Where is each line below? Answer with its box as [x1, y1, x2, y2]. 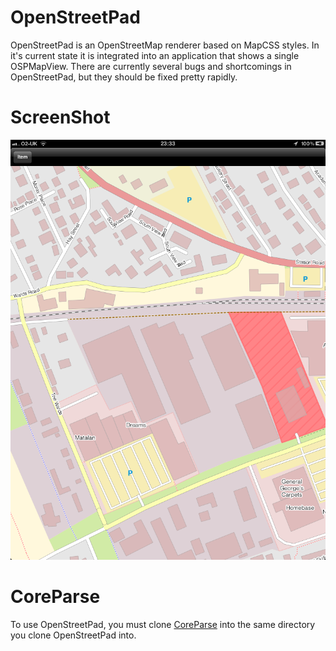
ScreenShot [10, 106, 111, 129]
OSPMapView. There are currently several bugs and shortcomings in [10, 60, 292, 72]
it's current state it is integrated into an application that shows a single [10, 49, 300, 61]
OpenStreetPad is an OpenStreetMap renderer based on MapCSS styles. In [10, 39, 320, 51]
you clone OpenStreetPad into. [10, 629, 137, 641]
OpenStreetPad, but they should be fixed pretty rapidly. [10, 71, 238, 83]
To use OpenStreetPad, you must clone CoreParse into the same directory [10, 618, 316, 630]
